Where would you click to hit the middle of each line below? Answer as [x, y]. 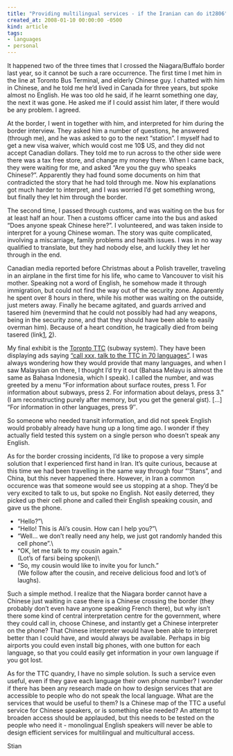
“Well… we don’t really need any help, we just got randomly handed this [120, 536]
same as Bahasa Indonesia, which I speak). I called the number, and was [111, 378]
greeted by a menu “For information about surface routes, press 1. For [107, 385]
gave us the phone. [35, 508]
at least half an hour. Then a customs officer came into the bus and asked [112, 218]
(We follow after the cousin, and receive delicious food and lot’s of [112, 573]
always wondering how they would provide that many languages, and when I [116, 363]
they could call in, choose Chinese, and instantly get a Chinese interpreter [113, 623]
